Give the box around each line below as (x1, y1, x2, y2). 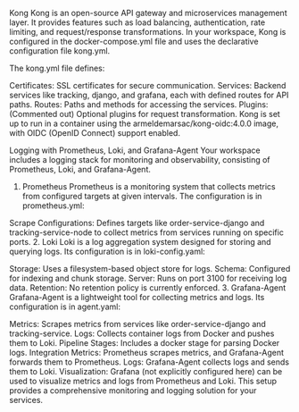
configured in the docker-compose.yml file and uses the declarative (9, 36, 259, 46)
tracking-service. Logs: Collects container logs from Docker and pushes (9, 328, 275, 339)
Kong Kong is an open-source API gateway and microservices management (9, 8, 287, 18)
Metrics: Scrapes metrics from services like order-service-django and (9, 319, 266, 329)
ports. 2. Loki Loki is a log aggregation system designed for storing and (9, 237, 271, 247)
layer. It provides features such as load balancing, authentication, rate (9, 17, 266, 28)
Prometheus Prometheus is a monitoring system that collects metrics (21, 181, 276, 191)
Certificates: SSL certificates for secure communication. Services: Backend (9, 80, 287, 90)
